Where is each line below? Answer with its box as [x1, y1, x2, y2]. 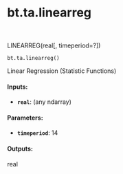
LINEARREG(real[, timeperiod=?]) [7, 41, 101, 50]
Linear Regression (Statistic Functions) [7, 67, 117, 75]
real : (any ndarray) [16, 98, 72, 106]
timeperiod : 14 [16, 129, 58, 137]
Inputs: [7, 83, 28, 91]
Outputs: [7, 144, 33, 153]
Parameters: [7, 113, 43, 122]
